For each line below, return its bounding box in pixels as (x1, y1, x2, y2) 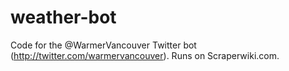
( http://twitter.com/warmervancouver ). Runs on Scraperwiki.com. (10, 49, 280, 61)
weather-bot (10, 6, 117, 29)
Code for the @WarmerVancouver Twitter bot (10, 39, 197, 51)
